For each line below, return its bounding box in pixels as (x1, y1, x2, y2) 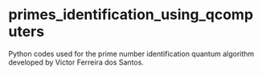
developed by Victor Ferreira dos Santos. (8, 57, 145, 67)
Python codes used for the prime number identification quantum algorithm (8, 49, 255, 58)
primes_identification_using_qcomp (8, 6, 254, 24)
